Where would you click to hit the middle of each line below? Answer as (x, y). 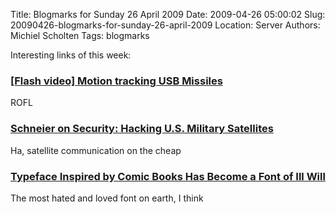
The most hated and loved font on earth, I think (107, 198)
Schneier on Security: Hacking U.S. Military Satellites (142, 129)
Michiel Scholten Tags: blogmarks (80, 35)
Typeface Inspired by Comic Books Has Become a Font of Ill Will (168, 176)
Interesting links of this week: (71, 55)
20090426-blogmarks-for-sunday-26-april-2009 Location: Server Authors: (165, 25)
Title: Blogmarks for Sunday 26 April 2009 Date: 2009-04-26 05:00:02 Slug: (168, 14)
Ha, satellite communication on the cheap (96, 150)
